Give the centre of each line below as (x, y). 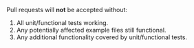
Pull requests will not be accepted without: (67, 10)
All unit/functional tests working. (62, 23)
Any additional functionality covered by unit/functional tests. (101, 37)
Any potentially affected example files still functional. (91, 30)
